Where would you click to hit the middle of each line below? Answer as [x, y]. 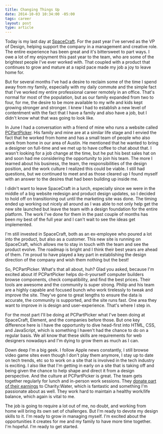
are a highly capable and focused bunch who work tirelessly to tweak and [79, 290]
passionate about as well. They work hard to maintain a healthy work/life [78, 391]
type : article [19, 28]
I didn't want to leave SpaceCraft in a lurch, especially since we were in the [80, 189]
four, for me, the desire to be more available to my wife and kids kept [74, 103]
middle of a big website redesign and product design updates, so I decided [80, 194]
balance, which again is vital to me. [40, 397]
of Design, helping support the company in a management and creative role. [81, 47]
